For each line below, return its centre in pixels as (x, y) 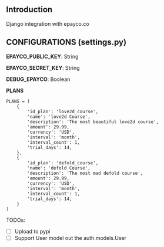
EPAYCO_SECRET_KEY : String (43, 67)
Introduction (29, 10)
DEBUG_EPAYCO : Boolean (38, 79)
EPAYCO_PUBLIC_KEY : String (42, 56)
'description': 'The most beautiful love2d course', (93, 122)
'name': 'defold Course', (59, 168)
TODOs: (16, 220)
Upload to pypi (32, 231)
